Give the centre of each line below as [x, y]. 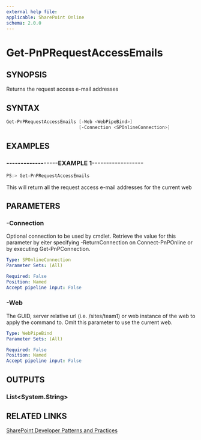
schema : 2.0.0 [24, 23]
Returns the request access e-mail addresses [62, 89]
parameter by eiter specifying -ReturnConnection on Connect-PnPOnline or [100, 243]
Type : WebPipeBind [29, 333]
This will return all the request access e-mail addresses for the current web [99, 187]
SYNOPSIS [27, 75]
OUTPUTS [25, 380]
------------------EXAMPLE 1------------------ [75, 163]
